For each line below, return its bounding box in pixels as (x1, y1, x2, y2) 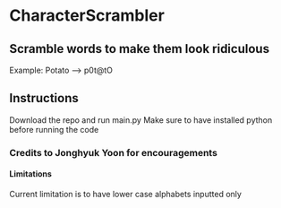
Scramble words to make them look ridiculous (9, 41, 270, 56)
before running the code (9, 124, 99, 134)
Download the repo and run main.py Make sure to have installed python (9, 114, 273, 126)
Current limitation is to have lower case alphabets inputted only (9, 188, 242, 199)
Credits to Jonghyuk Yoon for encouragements (9, 146, 217, 159)
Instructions (9, 91, 79, 106)
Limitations (9, 169, 52, 179)
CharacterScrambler (9, 5, 166, 26)
